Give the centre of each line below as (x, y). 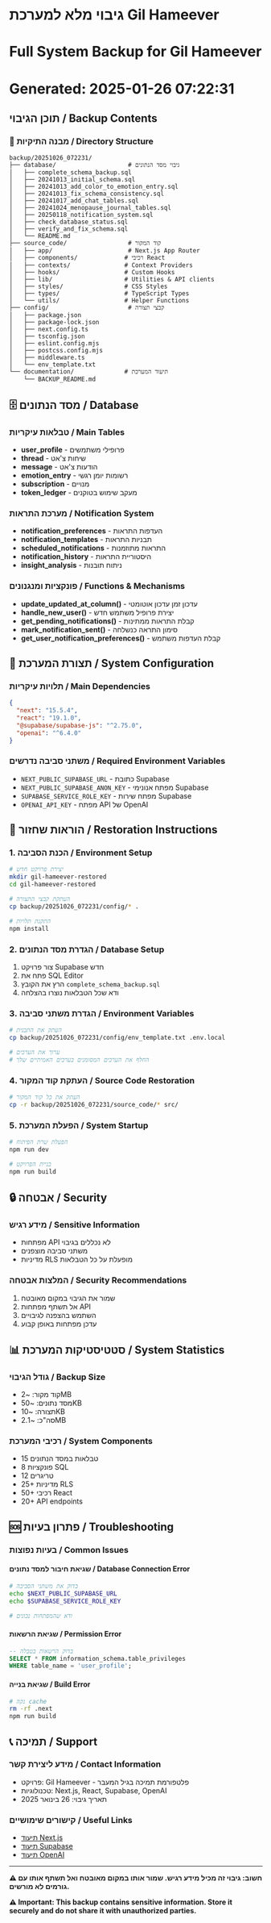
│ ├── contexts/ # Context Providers (101, 265)
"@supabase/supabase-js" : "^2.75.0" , (80, 725)
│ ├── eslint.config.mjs (54, 344)
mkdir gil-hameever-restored (58, 877)
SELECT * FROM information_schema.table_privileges (97, 1658)
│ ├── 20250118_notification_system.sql (81, 215)
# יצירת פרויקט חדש (36, 870)
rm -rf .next (31, 1709)
